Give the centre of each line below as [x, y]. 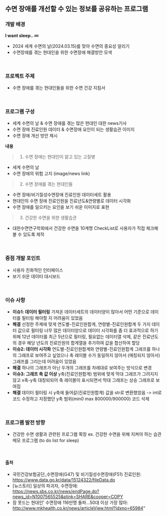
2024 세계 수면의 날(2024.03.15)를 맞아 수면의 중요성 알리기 [71, 46]
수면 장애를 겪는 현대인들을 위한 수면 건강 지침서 [59, 87]
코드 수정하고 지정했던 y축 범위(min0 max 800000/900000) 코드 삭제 [81, 399]
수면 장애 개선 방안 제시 [35, 136]
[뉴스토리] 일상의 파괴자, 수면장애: [45, 486]
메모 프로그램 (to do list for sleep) [46, 440]
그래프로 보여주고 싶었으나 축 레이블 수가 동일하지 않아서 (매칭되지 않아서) [89, 355]
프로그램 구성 [20, 111]
